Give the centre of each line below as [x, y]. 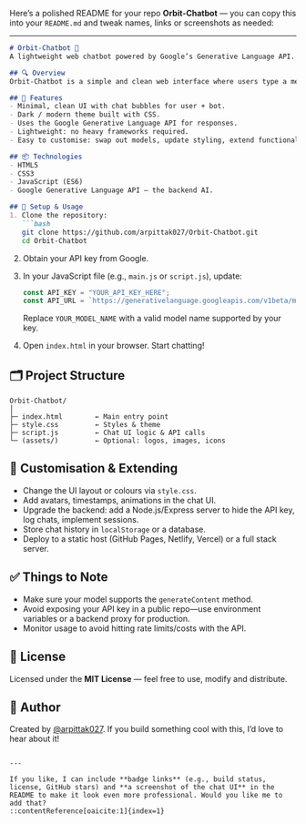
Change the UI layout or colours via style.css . [110, 490]
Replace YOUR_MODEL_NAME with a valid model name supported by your [152, 319]
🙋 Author [35, 707]
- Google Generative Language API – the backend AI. [112, 190]
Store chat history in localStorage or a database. [114, 529]
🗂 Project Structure [67, 376]
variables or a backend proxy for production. [106, 618]
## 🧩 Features [36, 98]
